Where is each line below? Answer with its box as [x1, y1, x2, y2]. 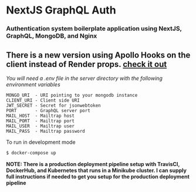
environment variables [6, 80, 60, 88]
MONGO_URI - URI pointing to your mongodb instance [6, 92, 138, 98]
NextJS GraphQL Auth [6, 4, 116, 17]
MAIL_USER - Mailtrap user [6, 123, 75, 129]
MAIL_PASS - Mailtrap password [6, 128, 85, 134]
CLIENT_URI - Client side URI [6, 97, 80, 103]
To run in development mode [6, 139, 76, 146]
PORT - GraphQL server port [6, 107, 91, 113]
